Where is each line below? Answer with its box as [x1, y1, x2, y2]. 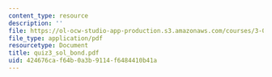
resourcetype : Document [8, 42, 89, 50]
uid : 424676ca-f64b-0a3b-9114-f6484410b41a [8, 57, 158, 65]
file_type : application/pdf [8, 34, 104, 43]
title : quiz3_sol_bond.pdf [8, 49, 100, 57]
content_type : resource [8, 11, 89, 20]
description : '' [8, 19, 63, 27]
